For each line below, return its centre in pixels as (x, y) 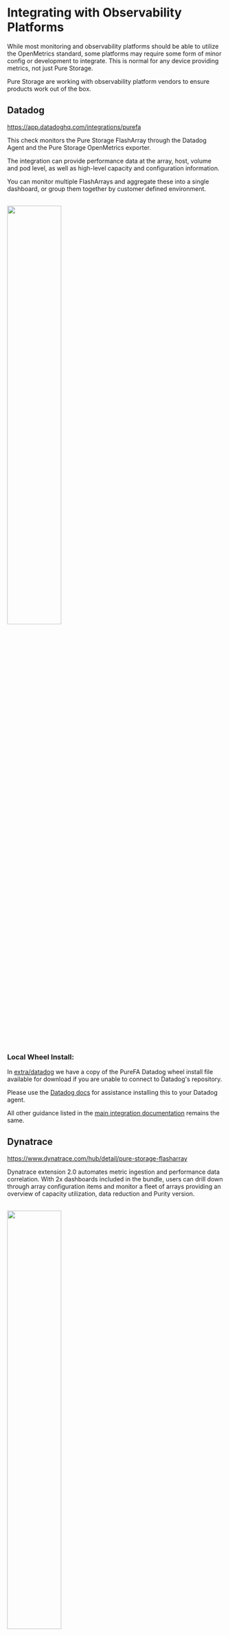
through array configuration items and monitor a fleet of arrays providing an (114, 1186)
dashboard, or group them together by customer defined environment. (107, 189)
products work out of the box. (49, 89)
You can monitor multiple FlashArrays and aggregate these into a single (108, 181)
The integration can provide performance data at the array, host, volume (109, 161)
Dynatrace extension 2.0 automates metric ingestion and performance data (114, 1172)
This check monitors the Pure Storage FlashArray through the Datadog (107, 140)
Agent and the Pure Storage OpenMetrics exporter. (79, 147)
